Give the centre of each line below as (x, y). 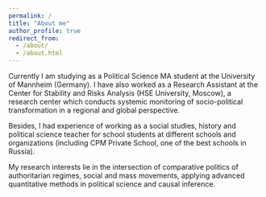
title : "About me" (39, 23)
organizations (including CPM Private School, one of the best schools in (128, 143)
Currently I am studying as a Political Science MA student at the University (132, 76)
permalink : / (30, 16)
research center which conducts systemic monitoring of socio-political (126, 102)
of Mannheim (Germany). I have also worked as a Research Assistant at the (133, 84)
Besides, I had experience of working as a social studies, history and (122, 126)
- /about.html (39, 53)
